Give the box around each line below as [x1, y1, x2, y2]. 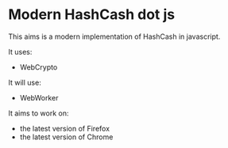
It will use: [8, 78, 41, 87]
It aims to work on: [8, 108, 69, 118]
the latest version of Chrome [19, 132, 114, 142]
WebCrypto [19, 62, 58, 72]
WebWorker [19, 93, 59, 102]
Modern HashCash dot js [8, 6, 176, 24]
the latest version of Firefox [19, 123, 110, 133]
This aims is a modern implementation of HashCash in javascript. [8, 32, 221, 41]
